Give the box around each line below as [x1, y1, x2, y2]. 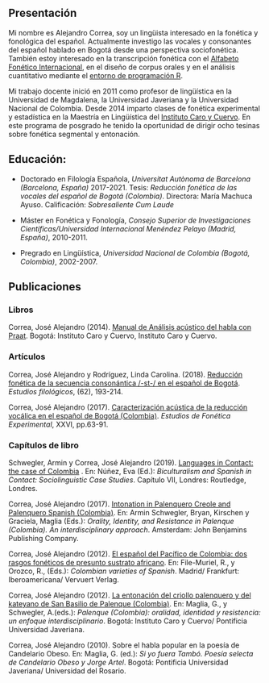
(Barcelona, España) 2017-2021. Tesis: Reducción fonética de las [19, 182, 238, 192]
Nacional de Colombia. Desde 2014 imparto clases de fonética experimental [8, 103, 260, 113]
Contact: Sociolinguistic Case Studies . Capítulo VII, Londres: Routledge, [8, 475, 247, 485]
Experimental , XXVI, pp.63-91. [8, 419, 109, 429]
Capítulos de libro [8, 439, 79, 451]
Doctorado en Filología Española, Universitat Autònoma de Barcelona [19, 173, 251, 184]
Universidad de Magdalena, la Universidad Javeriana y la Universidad [8, 94, 239, 104]
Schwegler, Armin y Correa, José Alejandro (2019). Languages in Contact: [8, 457, 254, 467]
